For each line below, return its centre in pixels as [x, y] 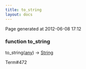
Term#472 [16, 62]
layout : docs [19, 14]
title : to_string [24, 10]
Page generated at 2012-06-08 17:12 [44, 28]
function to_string [28, 41]
